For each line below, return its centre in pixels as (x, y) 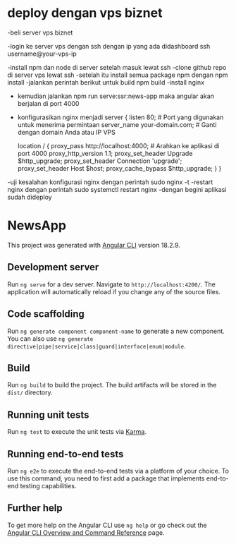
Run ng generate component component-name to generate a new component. (116, 331)
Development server (53, 267)
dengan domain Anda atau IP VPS (67, 132)
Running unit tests (48, 415)
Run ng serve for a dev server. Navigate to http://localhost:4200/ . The (112, 284)
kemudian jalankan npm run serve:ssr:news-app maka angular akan (116, 96)
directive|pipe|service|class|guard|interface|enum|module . (97, 346)
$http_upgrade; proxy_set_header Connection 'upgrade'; (100, 161)
